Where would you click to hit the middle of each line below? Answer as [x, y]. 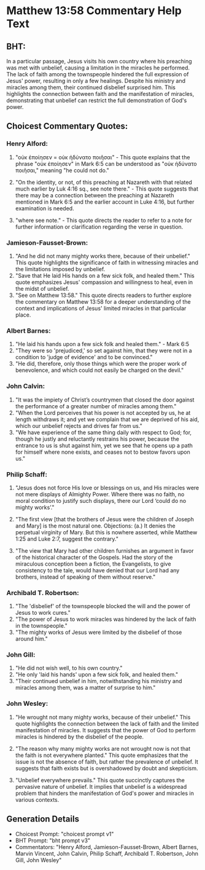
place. [23, 315]
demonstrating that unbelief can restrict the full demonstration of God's [97, 100]
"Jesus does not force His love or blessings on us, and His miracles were [107, 488]
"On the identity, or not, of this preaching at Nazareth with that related [103, 182]
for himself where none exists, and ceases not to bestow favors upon [102, 452]
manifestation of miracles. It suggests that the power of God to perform [106, 730]
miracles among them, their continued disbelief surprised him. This [91, 87]
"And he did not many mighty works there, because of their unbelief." [102, 256]
